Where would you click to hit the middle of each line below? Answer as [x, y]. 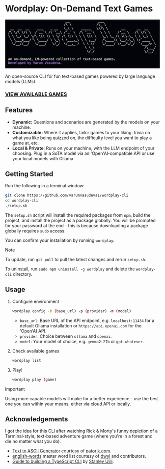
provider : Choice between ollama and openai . [66, 336]
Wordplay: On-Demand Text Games [79, 9]
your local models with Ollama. [43, 158]
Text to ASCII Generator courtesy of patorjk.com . [62, 451]
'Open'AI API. [33, 331]
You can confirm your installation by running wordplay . [60, 240]
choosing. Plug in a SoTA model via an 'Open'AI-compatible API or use [83, 153]
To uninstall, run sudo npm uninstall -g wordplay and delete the [70, 269]
